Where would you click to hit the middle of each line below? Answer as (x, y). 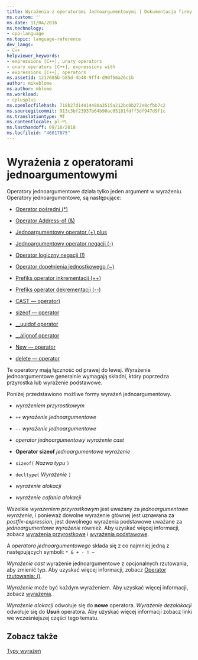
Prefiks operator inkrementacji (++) (58, 278)
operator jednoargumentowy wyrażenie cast (70, 440)
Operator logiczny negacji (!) (50, 255)
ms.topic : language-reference (44, 39)
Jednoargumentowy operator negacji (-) (64, 243)
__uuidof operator (37, 324)
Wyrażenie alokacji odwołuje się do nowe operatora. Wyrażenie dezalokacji (99, 605)
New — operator (35, 347)
